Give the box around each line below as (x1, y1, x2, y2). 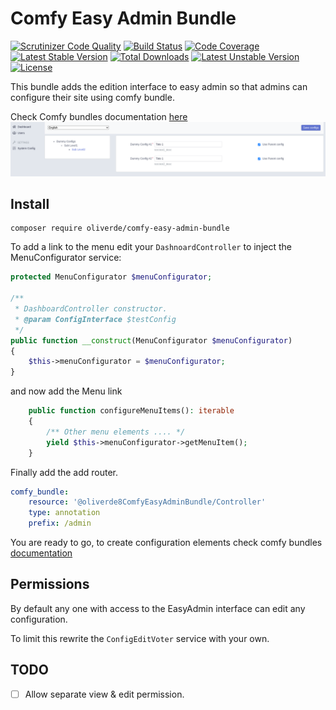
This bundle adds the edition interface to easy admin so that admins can (10, 80, 308, 92)
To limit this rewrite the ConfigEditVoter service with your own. (10, 632, 270, 644)
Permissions (10, 576, 90, 593)
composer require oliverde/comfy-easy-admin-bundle (10, 223, 230, 234)
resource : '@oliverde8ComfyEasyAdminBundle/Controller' (28, 497, 267, 507)
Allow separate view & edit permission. (24, 688, 185, 700)
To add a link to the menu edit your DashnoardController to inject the (10, 241, 292, 253)
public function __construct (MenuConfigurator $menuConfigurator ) (10, 335, 293, 346)
